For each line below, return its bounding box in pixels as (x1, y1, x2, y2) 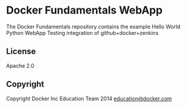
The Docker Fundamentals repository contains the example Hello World (6, 23, 181, 30)
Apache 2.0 (6, 62, 34, 69)
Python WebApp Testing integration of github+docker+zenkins (6, 29, 159, 36)
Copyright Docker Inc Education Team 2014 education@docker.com (6, 95, 172, 102)
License (6, 47, 36, 57)
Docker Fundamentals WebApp (6, 4, 163, 17)
